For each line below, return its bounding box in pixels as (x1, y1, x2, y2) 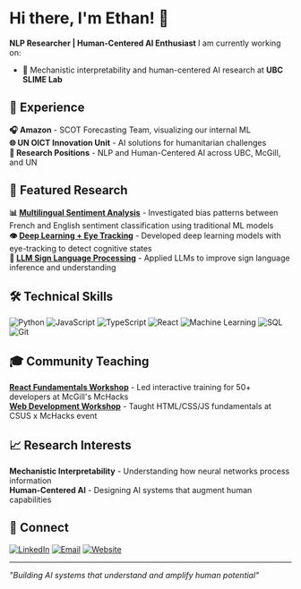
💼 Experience (9, 100, 85, 115)
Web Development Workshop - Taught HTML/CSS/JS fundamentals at (9, 401, 271, 412)
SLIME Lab (21, 73, 63, 84)
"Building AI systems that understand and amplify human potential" (9, 569, 260, 580)
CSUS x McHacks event (9, 411, 98, 422)
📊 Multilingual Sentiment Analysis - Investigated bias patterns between (9, 207, 279, 218)
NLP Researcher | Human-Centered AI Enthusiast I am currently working (9, 38, 281, 48)
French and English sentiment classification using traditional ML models (9, 219, 274, 231)
